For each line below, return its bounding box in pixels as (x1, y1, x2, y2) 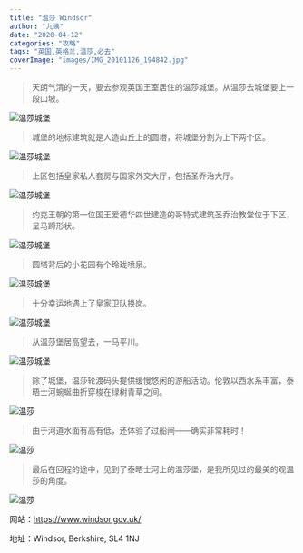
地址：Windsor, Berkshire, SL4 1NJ (9, 533, 141, 544)
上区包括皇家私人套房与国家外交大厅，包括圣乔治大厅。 (31, 170, 239, 181)
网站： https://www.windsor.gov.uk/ (9, 514, 142, 524)
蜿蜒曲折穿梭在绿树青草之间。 (55, 387, 168, 397)
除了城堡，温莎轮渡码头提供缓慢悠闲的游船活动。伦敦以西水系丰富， (31, 375, 287, 386)
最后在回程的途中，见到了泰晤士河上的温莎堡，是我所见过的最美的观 (31, 464, 287, 474)
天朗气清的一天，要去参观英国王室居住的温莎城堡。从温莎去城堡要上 (31, 82, 287, 92)
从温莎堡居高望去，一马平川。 (31, 337, 143, 347)
